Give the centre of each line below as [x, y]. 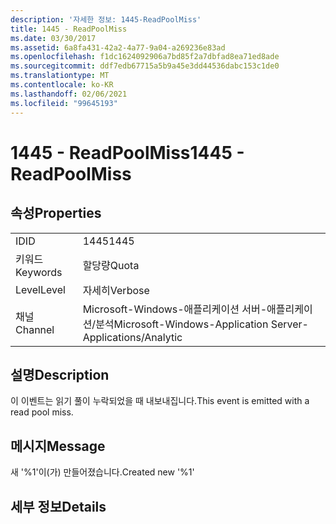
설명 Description [60, 374]
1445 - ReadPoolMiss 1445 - [127, 152]
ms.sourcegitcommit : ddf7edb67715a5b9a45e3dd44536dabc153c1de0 [145, 66]
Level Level [40, 289]
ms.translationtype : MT [60, 76]
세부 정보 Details [58, 506]
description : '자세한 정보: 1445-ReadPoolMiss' [106, 19]
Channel [35, 329]
